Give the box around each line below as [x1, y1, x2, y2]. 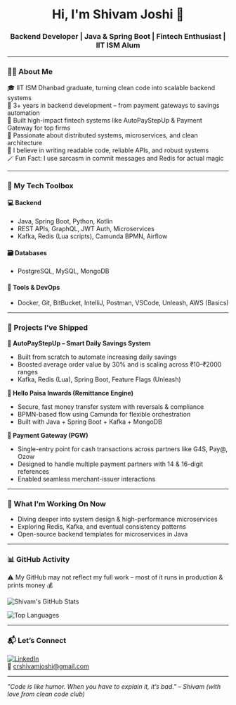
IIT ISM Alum [96, 40, 140, 50]
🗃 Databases [7, 248, 47, 257]
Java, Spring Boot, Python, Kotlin [17, 216, 114, 225]
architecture [7, 138, 43, 147]
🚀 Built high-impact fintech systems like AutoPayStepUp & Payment [7, 116, 202, 124]
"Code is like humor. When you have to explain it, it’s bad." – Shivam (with [7, 682, 221, 690]
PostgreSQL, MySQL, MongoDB [17, 267, 110, 276]
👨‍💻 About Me [7, 67, 53, 77]
